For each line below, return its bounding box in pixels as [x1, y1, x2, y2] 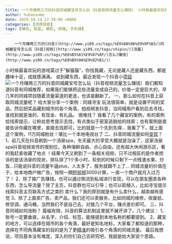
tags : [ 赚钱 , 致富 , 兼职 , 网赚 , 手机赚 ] [5, 27, 84, 32]
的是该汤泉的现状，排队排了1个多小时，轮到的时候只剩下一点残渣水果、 [9, 157, 160, 163]
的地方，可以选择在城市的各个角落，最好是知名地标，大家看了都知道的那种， [5, 221, 167, 227]
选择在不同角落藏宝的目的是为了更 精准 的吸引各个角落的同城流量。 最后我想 [5, 227, 164, 233]
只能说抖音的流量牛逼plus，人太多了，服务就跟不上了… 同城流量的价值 [13, 163, 162, 169]
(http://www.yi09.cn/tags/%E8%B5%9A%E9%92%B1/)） [5, 58, 113, 63]
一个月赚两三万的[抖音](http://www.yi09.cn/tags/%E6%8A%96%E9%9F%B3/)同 [14, 41, 164, 46]
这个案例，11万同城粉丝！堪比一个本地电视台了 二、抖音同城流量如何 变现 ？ [5, 131, 163, 137]
